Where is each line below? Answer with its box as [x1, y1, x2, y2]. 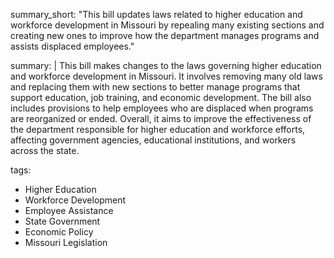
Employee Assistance [24, 205, 114, 216]
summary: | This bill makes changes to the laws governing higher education [10, 60, 322, 71]
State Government [24, 215, 101, 227]
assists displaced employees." [10, 40, 135, 52]
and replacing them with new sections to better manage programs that [10, 81, 301, 93]
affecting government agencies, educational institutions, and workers [10, 134, 297, 146]
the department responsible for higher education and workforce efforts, [10, 124, 306, 135]
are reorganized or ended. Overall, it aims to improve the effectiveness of [10, 113, 312, 124]
